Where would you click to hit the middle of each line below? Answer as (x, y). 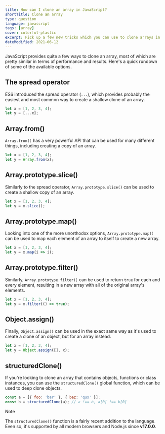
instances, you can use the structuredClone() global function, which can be (83, 383)
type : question (21, 19)
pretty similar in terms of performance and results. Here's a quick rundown (81, 61)
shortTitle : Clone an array (34, 14)
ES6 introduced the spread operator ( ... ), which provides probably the (77, 94)
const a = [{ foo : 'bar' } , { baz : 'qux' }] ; (53, 397)
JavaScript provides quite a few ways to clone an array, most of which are (81, 56)
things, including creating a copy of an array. (51, 146)
